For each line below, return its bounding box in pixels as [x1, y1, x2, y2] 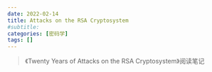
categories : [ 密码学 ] [7, 30, 68, 37]
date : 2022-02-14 [7, 10, 59, 18]
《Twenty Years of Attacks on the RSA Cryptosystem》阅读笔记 [24, 57, 205, 66]
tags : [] [7, 37, 33, 44]
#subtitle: [7, 23, 40, 30]
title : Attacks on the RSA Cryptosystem [7, 17, 129, 24]
